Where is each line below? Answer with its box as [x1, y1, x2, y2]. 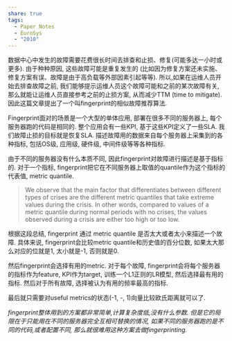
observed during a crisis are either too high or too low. [24, 216, 180, 224]
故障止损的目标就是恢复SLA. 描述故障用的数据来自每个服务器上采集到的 [13, 131, 217, 139]
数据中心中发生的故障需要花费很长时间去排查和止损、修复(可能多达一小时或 [8, 56, 223, 64]
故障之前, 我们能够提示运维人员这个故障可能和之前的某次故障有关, [31, 82, 220, 90]
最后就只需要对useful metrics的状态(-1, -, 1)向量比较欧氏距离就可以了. [8, 294, 206, 302]
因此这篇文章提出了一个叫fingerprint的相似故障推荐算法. [8, 99, 168, 107]
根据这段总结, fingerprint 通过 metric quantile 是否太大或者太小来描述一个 [8, 229, 217, 238]
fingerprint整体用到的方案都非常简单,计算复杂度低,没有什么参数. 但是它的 [8, 308, 215, 317]
